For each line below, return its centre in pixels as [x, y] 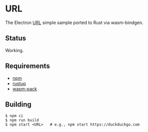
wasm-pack [25, 88]
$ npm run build [22, 120]
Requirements [27, 66]
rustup [19, 83]
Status [16, 38]
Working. [14, 50]
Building [18, 104]
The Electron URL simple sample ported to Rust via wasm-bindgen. [74, 22]
